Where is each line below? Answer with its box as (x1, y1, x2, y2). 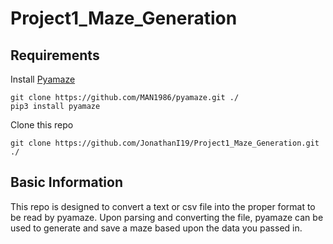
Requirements (10, 47, 100, 64)
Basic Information (10, 174, 124, 191)
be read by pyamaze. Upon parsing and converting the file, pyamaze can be (10, 211, 324, 223)
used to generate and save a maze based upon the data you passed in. (10, 222, 303, 234)
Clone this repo (10, 119, 74, 131)
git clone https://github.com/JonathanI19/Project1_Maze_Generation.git (10, 138, 320, 148)
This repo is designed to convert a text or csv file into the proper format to (10, 200, 316, 212)
